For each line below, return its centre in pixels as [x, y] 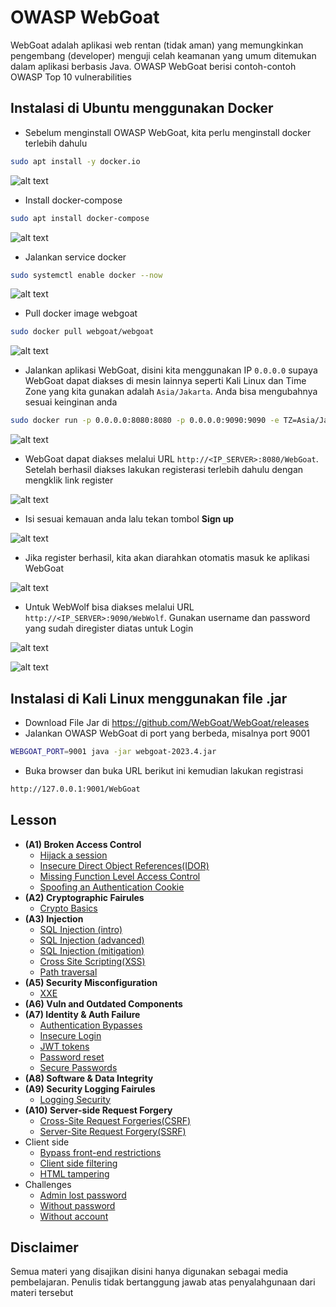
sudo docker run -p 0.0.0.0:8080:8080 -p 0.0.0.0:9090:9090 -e [145, 421]
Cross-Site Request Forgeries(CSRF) [115, 1120]
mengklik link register [69, 480]
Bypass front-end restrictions [100, 1152]
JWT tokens [64, 1046]
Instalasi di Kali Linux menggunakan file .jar [149, 698]
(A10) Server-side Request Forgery [98, 1110]
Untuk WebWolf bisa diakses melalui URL [109, 607]
